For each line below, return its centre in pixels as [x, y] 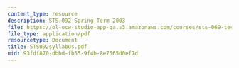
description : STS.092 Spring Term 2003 [67, 21]
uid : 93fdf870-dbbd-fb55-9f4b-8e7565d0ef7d [73, 54]
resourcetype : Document [43, 40]
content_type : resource [43, 14]
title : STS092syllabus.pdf [47, 47]
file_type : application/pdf [49, 34]
